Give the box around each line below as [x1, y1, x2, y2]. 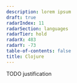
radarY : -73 [6, 43, 36, 49]
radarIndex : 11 [6, 20, 45, 26]
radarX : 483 [6, 37, 36, 43]
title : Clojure [6, 54, 45, 60]
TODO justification [6, 70, 52, 77]
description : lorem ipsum [6, 8, 71, 15]
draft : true [6, 14, 36, 20]
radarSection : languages [6, 25, 69, 32]
